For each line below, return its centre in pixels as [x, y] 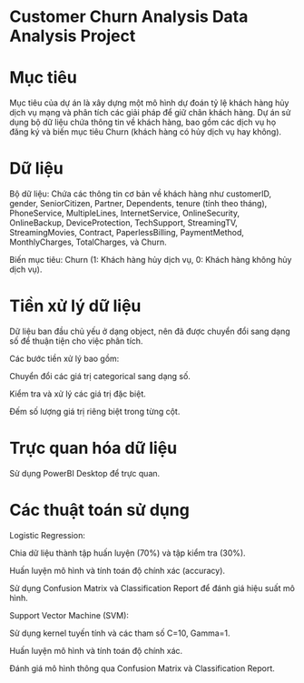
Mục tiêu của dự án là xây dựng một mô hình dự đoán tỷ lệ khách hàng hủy [149, 103]
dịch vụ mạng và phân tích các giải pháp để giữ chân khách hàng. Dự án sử [150, 113]
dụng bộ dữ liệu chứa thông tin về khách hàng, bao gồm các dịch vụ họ [143, 122]
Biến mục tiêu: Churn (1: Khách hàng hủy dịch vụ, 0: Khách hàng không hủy [151, 260]
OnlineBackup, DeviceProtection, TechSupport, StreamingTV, [123, 223]
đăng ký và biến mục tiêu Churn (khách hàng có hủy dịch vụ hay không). [146, 132]
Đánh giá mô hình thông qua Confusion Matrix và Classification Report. [142, 668]
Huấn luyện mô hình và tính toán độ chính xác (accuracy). [117, 570]
